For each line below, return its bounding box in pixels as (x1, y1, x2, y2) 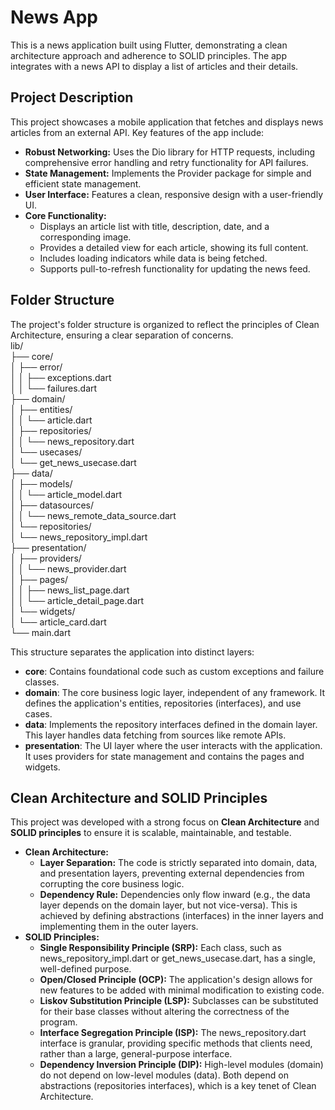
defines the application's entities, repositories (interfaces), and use (24, 697, 302, 709)
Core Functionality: (24, 209, 107, 221)
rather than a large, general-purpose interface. (39, 1048, 233, 1060)
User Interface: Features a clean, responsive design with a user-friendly (24, 188, 324, 200)
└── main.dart (10, 626, 72, 638)
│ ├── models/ (10, 477, 73, 490)
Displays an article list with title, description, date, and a (39, 220, 270, 232)
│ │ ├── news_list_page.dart (10, 584, 130, 596)
